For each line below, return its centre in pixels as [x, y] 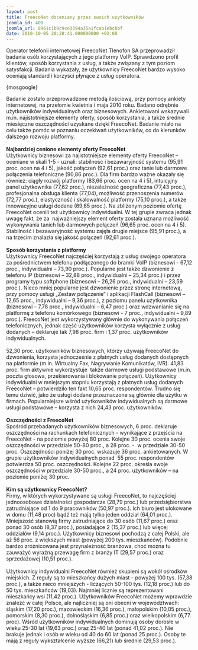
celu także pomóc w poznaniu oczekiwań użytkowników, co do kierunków [96, 130]
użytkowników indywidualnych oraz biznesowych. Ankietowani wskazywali [98, 111]
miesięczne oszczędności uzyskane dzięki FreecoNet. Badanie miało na [94, 124]
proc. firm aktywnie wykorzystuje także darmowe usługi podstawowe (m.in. [99, 370]
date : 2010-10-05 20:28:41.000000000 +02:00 [62, 34]
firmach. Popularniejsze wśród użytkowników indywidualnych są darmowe [97, 402]
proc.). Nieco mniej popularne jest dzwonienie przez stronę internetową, [94, 288]
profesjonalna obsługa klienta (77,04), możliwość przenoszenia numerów [95, 193]
